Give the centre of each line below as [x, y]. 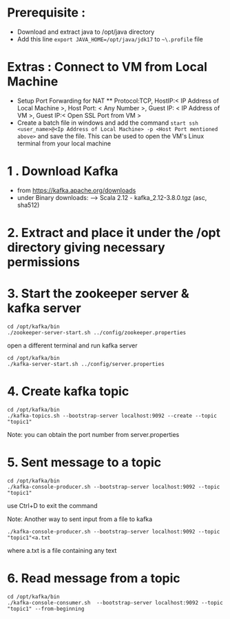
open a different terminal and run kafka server [72, 345]
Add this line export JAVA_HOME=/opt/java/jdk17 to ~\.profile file [110, 39]
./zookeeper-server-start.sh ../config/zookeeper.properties [97, 332]
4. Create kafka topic [68, 392]
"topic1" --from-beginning [46, 609]
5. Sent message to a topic [84, 463]
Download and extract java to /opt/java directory [86, 32]
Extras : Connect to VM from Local [107, 67]
